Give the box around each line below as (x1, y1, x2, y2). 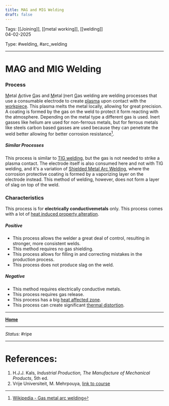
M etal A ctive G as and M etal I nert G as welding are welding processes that (5, 92, 157, 98)
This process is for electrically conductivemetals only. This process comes (5, 206, 163, 212)
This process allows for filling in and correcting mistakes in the (12, 251, 142, 257)
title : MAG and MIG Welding (5, 7, 64, 13)
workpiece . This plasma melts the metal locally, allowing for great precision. (5, 103, 162, 109)
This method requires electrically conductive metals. (12, 286, 122, 292)
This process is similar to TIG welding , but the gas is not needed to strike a (5, 155, 160, 161)
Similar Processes (5, 142, 44, 148)
